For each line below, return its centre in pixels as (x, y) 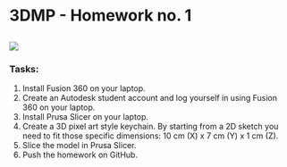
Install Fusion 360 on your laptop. (84, 88)
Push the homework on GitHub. (80, 154)
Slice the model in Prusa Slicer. (79, 145)
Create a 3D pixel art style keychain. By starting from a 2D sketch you (150, 126)
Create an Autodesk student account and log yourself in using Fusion (149, 97)
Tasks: (24, 69)
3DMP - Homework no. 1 (101, 16)
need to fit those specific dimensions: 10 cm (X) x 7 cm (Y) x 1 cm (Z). (150, 136)
